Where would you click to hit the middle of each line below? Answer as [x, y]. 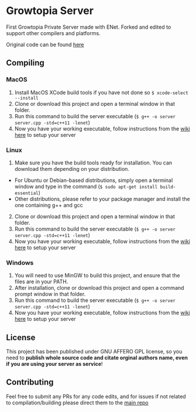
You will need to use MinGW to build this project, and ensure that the [97, 276]
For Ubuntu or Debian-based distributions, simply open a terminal [94, 180]
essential [27, 193]
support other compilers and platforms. [53, 33]
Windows [20, 263]
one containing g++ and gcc [49, 205]
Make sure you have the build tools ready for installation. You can [93, 163]
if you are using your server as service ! [55, 364]
